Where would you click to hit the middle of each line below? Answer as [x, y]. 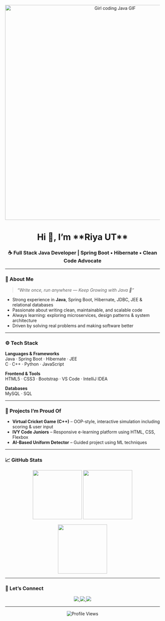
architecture [25, 320]
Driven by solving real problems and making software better [73, 325]
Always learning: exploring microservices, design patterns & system [81, 315]
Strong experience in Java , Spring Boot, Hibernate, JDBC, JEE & [77, 299]
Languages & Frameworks [32, 354]
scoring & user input [33, 427]
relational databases [33, 305]
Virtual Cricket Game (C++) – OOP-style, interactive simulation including [86, 422]
